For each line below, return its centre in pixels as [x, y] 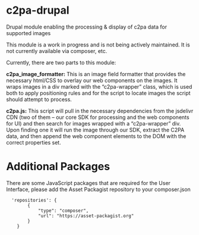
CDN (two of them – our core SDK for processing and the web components [98, 117]
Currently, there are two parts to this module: [61, 62]
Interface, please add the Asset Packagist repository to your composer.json [99, 189]
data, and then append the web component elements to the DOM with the [96, 136]
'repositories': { [34, 200]
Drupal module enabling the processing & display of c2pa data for [87, 27]
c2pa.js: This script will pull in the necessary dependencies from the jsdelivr [100, 111]
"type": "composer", [63, 211]
